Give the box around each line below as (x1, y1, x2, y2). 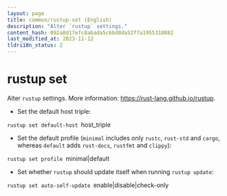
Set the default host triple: (17, 107, 91, 115)
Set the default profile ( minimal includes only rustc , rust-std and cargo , (17, 134, 220, 142)
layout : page (7, 10, 45, 17)
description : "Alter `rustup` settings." (7, 23, 128, 29)
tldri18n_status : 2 (7, 42, 63, 49)
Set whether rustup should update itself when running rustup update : (17, 167, 214, 175)
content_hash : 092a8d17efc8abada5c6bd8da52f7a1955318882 (7, 29, 174, 36)
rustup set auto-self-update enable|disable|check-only (7, 181, 169, 189)
